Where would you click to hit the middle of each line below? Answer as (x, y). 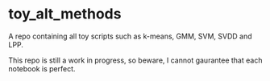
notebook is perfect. (42, 68)
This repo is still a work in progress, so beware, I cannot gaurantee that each (135, 60)
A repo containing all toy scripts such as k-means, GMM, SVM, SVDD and (130, 36)
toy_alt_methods (65, 14)
